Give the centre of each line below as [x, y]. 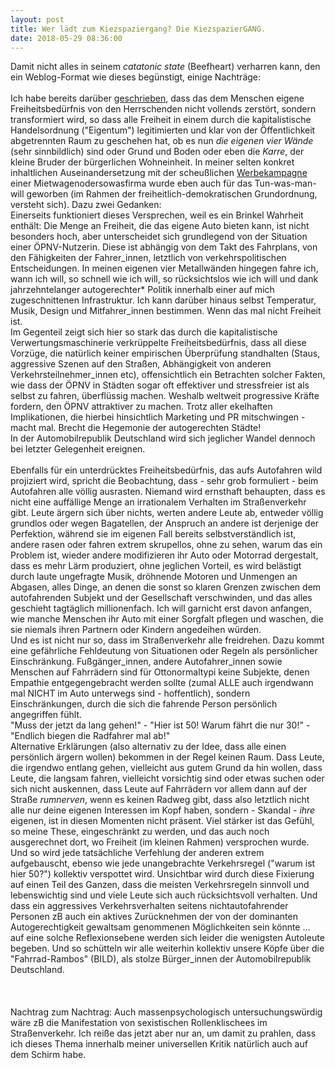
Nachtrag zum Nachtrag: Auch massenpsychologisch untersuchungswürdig [166, 1012]
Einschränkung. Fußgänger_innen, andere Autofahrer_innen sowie [146, 662]
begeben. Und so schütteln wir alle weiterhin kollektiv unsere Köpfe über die [167, 948]
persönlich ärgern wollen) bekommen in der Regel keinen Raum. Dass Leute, [167, 757]
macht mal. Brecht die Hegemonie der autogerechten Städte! [136, 428]
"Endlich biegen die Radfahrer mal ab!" [90, 736]
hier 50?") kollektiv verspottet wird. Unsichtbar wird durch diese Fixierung [162, 874]
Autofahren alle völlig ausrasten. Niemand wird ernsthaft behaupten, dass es [168, 492]
